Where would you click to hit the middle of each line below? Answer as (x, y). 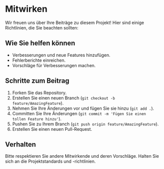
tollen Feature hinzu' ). (37, 119)
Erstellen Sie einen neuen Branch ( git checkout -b (64, 98)
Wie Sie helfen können (40, 43)
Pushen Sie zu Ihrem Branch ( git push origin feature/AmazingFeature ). (85, 124)
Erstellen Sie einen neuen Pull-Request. (52, 129)
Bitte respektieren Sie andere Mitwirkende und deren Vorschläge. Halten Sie (82, 156)
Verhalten (21, 144)
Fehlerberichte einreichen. (39, 60)
